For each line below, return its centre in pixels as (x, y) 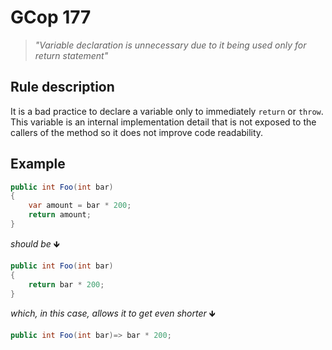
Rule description (62, 87)
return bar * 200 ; (66, 284)
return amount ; (60, 215)
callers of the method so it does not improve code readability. (137, 132)
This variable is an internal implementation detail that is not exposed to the (163, 122)
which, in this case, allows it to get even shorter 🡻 (113, 313)
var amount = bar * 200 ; (80, 206)
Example (38, 164)
